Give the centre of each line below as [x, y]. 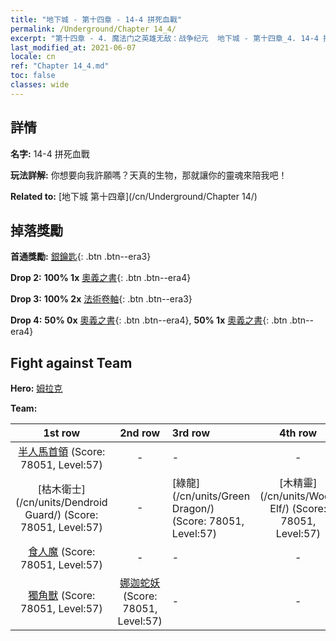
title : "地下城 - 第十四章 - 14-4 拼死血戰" [96, 19]
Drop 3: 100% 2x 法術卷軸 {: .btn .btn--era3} [101, 299]
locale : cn [33, 57]
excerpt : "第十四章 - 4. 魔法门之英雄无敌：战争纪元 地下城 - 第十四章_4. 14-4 [165, 38]
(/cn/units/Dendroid [61, 503]
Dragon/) [193, 509]
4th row [298, 433]
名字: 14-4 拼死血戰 [50, 153]
